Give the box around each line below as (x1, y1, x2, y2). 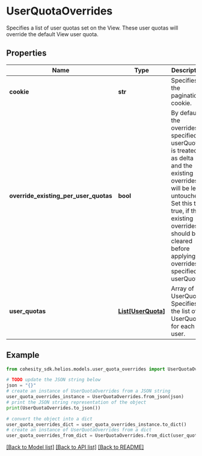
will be (171, 184, 189, 192)
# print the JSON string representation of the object (6, 399, 147, 405)
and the (171, 161, 193, 169)
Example (6, 350, 40, 360)
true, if (171, 206, 190, 215)
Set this (171, 199, 192, 207)
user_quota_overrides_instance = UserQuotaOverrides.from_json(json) (6, 394, 185, 400)
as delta (171, 154, 194, 162)
